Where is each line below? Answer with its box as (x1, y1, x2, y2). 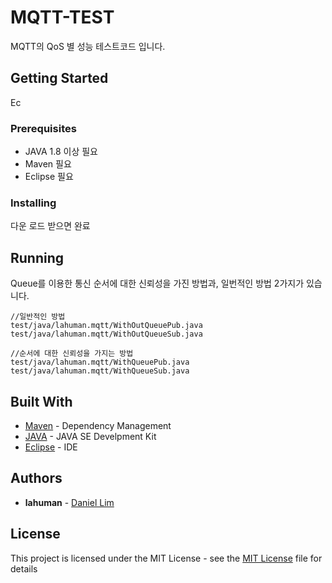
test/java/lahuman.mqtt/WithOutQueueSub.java (10, 329, 203, 340)
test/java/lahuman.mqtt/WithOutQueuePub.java (10, 321, 203, 331)
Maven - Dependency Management (24, 419, 172, 431)
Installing (10, 196, 57, 210)
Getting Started (10, 70, 109, 87)
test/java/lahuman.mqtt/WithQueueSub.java (10, 366, 190, 376)
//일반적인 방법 (10, 312, 66, 322)
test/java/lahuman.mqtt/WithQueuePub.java (10, 357, 190, 368)
